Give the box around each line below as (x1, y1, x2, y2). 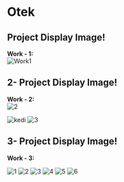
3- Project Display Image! (7, 135, 118, 148)
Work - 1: (7, 49, 34, 58)
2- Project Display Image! (7, 77, 118, 89)
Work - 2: (7, 95, 35, 103)
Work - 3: (7, 154, 35, 162)
